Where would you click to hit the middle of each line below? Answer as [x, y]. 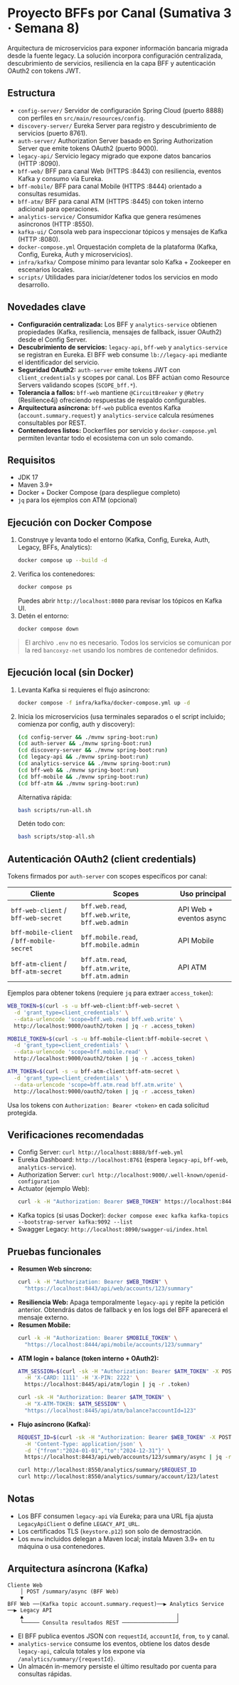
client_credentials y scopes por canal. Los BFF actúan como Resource [123, 377]
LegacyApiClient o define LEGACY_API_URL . [79, 1523]
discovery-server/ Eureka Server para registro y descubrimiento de [117, 126]
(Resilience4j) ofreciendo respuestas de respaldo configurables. [112, 400]
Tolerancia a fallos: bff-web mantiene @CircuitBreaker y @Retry [111, 392]
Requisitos [31, 460]
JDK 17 [28, 477]
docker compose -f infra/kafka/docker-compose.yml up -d [104, 703]
